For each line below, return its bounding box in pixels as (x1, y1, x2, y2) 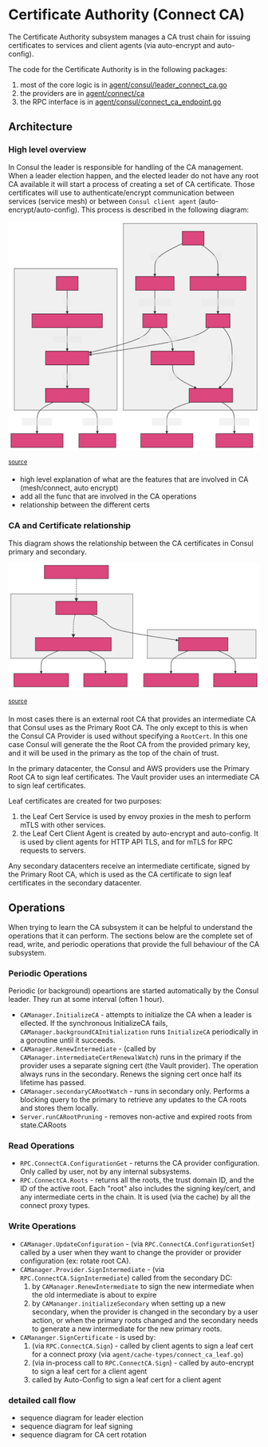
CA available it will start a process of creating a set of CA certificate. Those (8, 179, 255, 189)
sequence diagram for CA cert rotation (19, 1429, 148, 1439)
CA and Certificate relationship (8, 520, 132, 531)
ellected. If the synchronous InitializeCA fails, (19, 1019, 168, 1028)
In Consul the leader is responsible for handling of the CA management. (8, 162, 243, 172)
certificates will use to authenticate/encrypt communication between (8, 188, 235, 197)
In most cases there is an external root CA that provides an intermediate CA (8, 714, 257, 724)
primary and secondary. (8, 547, 87, 556)
